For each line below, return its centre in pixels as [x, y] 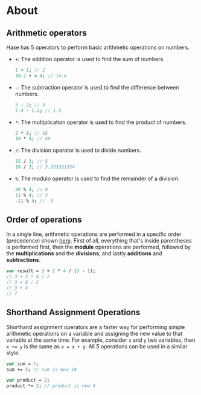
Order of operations [44, 220]
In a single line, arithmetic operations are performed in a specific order [94, 234]
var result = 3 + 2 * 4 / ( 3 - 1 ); [51, 271]
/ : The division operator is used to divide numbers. [78, 150]
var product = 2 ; [28, 380]
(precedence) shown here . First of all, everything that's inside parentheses [99, 241]
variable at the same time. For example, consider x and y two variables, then [101, 340]
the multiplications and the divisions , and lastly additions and [84, 253]
